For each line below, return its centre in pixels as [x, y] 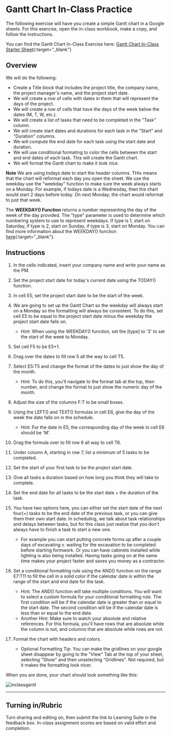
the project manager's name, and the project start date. [71, 93]
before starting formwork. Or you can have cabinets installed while [90, 550]
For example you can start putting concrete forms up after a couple [91, 539]
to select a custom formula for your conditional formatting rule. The [91, 597]
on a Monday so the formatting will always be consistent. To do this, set [88, 310]
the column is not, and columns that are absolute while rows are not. [92, 629]
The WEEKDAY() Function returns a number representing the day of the [81, 210]
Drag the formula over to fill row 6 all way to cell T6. [67, 442]
